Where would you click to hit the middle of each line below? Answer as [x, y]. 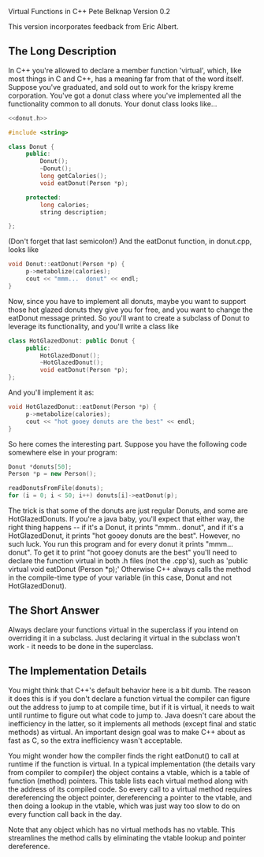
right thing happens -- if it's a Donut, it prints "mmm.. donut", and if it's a [126, 528]
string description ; [74, 212]
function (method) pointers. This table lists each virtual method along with [128, 781]
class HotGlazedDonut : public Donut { [72, 341]
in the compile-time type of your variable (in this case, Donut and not [120, 577]
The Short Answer [54, 611]
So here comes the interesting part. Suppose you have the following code [128, 443]
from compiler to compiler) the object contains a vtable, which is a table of [129, 772]
